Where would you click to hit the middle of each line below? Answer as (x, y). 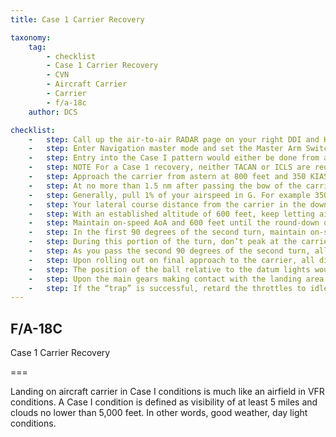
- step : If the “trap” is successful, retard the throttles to (167, 288)
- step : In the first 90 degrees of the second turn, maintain (167, 232)
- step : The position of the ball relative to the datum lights (169, 269)
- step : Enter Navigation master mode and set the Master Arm (165, 149)
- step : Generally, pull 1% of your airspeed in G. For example (169, 195)
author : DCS (53, 112)
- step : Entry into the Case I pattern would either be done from (174, 158)
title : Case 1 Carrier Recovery (77, 19)
